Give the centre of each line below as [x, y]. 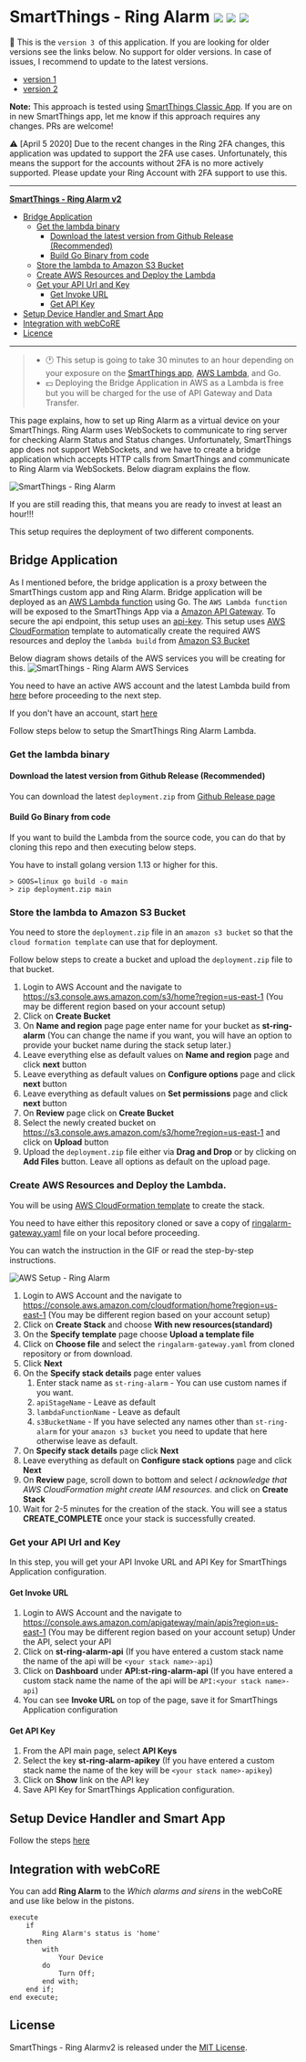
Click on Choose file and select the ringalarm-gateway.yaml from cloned [158, 1344]
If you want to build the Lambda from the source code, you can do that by [148, 838]
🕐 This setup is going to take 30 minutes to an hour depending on [169, 360]
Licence [37, 333]
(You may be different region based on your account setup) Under [172, 1632]
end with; [61, 1982]
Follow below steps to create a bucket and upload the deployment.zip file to [151, 959]
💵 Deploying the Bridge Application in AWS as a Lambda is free [164, 382]
